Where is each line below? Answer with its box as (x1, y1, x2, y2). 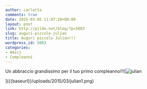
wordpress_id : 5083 (5, 40, 47, 46)
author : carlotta (5, 7, 42, 13)
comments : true (5, 12, 38, 17)
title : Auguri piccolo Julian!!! (5, 36, 76, 41)
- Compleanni (5, 54, 33, 60)
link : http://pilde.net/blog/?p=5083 (5, 26, 85, 31)
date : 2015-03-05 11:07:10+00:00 (5, 17, 76, 22)
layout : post (5, 21, 33, 27)
